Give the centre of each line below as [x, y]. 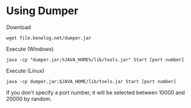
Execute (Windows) [30, 49]
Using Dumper [42, 11]
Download [19, 27]
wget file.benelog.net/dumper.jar [49, 38]
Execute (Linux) [25, 71]
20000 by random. [29, 99]
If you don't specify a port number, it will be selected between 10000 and [95, 92]
